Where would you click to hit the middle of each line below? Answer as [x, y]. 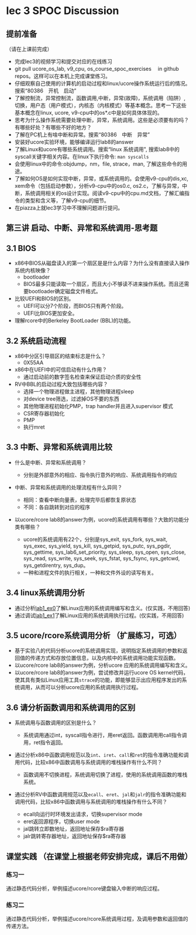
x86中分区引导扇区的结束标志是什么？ [60, 356]
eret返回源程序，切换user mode [61, 821]
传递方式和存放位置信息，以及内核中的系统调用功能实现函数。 [104, 658]
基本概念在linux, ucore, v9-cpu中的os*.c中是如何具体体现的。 [88, 113]
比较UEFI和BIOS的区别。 [44, 299]
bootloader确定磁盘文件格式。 [65, 292]
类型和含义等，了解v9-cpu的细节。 [67, 201]
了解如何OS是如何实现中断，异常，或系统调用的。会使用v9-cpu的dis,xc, [102, 179]
